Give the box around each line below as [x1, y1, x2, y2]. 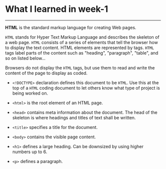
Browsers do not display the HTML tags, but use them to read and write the [5, 64, 155, 70]
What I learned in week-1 [5, 3, 109, 15]
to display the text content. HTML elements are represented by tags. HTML [5, 45, 154, 51]
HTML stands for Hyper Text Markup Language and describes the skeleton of [5, 34, 160, 40]
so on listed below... [5, 55, 46, 61]
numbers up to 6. [12, 149, 47, 155]
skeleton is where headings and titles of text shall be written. [12, 114, 136, 120]
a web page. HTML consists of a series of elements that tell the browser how [5, 39, 158, 45]
